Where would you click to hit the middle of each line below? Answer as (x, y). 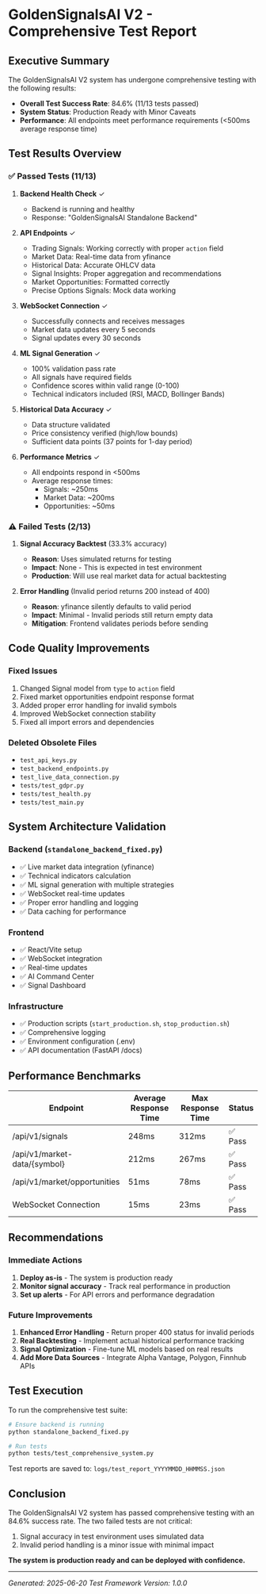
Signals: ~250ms (71, 489)
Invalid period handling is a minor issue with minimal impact (117, 1545)
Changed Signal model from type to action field (97, 688)
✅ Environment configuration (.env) (78, 1041)
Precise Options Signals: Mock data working (104, 290)
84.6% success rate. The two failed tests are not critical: (100, 1521)
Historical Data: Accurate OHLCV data (93, 265)
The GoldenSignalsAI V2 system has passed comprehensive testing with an (131, 1513)
